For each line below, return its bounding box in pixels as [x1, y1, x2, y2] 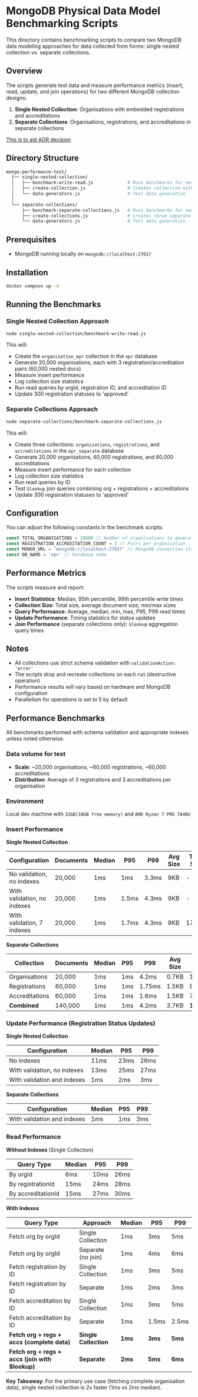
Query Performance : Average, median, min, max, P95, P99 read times [14, 608, 186, 615]
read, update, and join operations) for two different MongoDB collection [6, 87, 180, 95]
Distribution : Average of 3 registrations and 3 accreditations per [14, 776, 171, 783]
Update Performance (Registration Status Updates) [6, 1019, 156, 1028]
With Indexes [6, 1204, 39, 1211]
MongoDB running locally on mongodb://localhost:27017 [14, 250, 151, 258]
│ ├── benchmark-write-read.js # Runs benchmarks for [11, 180, 183, 186]
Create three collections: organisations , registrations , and [14, 440, 160, 448]
